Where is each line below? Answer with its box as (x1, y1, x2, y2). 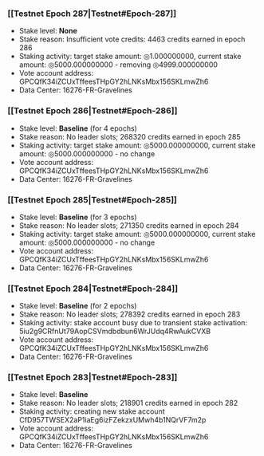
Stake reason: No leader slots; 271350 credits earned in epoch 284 (18, 220, 240, 230)
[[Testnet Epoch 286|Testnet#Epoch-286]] (7, 105, 178, 116)
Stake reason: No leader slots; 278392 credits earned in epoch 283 (18, 309, 241, 319)
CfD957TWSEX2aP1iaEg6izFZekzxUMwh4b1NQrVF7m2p (18, 415, 207, 425)
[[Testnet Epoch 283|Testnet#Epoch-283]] (7, 371, 178, 383)
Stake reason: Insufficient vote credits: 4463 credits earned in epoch (18, 34, 246, 44)
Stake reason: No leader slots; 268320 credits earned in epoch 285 (18, 132, 241, 141)
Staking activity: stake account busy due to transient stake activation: (18, 318, 248, 328)
